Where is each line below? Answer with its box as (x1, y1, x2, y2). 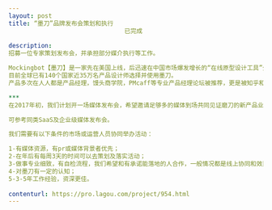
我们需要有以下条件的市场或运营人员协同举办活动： (8, 130, 154, 138)
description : (8, 42, 53, 50)
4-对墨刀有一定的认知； (8, 167, 77, 175)
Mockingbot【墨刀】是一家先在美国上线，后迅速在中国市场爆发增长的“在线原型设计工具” (8, 64, 263, 73)
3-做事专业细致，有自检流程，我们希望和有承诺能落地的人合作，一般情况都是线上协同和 (8, 160, 257, 168)
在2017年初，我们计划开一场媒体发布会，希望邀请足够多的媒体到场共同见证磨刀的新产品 (8, 101, 258, 109)
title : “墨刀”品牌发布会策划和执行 (8, 19, 114, 27)
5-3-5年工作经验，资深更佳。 (8, 174, 93, 183)
